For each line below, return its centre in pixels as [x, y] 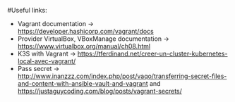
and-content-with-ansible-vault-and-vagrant [83, 83]
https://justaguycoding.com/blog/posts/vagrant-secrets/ [100, 91]
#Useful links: [27, 10]
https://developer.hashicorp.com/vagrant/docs [85, 31]
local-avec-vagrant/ [47, 61]
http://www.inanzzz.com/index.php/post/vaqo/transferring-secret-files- [122, 76]
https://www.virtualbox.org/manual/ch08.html [84, 46]
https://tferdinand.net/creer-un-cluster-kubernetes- [152, 53]
